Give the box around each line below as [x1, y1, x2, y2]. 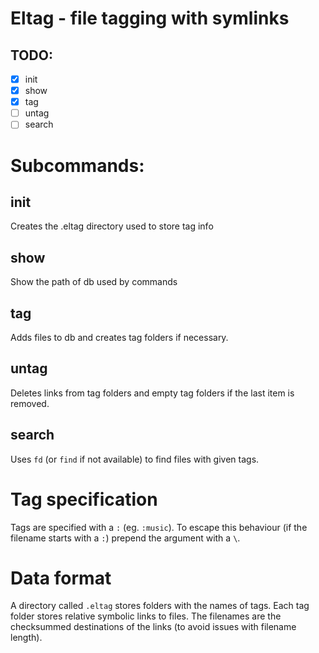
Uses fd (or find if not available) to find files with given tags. [10, 453, 260, 465]
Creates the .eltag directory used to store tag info [10, 220, 214, 232]
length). [10, 632, 43, 644]
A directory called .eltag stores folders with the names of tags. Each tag [10, 600, 310, 612]
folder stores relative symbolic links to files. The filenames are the [10, 610, 282, 622]
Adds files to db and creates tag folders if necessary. [10, 331, 229, 343]
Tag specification [10, 488, 158, 511]
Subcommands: [10, 154, 145, 177]
